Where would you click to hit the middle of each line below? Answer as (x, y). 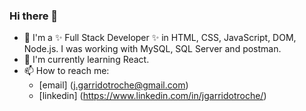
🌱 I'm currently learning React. (86, 60)
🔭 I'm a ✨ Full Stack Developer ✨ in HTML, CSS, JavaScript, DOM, (160, 38)
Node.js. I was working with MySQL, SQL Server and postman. (152, 49)
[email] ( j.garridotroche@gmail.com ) (113, 85)
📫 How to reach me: (66, 71)
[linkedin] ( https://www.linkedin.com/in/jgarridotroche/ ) (152, 96)
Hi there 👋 (34, 16)
